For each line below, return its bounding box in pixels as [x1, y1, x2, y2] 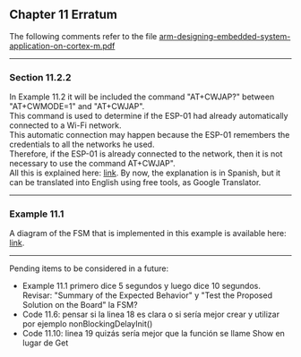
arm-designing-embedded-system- [159, 30, 291, 41]
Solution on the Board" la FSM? [21, 300, 138, 310]
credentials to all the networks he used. [9, 139, 155, 150]
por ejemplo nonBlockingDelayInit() [21, 319, 153, 329]
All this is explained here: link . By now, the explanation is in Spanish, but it [9, 167, 280, 178]
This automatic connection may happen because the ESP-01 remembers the [9, 130, 290, 140]
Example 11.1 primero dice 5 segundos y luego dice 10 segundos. [21, 281, 262, 292]
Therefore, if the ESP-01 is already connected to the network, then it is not [9, 149, 283, 159]
